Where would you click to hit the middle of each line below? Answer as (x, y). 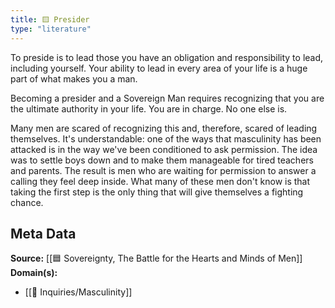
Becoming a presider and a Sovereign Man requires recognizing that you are (167, 98)
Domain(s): (34, 273)
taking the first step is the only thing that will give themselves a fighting (157, 192)
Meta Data (43, 233)
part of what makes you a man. (74, 78)
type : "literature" (51, 29)
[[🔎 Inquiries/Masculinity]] (78, 292)
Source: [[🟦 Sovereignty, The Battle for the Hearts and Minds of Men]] (156, 258)
